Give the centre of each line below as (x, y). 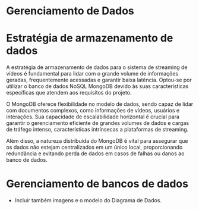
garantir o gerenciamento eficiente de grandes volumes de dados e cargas (97, 123)
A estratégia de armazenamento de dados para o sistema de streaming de (97, 67)
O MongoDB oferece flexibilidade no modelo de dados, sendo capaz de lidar (100, 104)
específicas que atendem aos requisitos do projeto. (69, 93)
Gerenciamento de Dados (70, 11)
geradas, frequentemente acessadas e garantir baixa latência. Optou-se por (99, 80)
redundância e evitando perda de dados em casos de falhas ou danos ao (95, 153)
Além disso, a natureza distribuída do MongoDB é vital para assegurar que (97, 141)
